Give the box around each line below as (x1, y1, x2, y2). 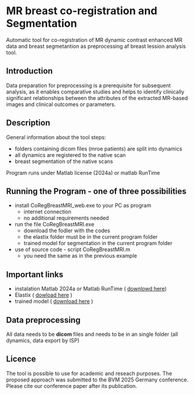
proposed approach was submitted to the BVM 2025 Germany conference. (6, 376, 189, 383)
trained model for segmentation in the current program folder (23, 240, 173, 247)
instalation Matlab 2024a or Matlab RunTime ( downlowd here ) (14, 285, 167, 293)
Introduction (6, 66, 53, 76)
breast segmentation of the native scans (14, 158, 114, 165)
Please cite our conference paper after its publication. (6, 382, 137, 389)
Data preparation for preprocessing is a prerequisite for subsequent (6, 82, 171, 89)
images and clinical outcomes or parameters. (6, 101, 117, 108)
